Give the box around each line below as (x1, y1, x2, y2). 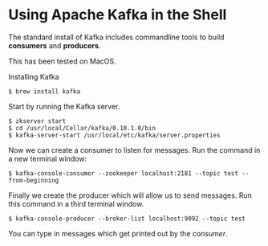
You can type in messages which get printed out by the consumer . (8, 228, 228, 238)
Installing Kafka (8, 72, 59, 81)
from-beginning (8, 176, 59, 184)
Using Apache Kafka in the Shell (8, 6, 227, 24)
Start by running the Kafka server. (8, 101, 120, 111)
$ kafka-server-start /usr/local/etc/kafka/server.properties (8, 131, 221, 139)
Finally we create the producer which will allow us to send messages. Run (8, 191, 253, 200)
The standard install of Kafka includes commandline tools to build (8, 32, 225, 42)
